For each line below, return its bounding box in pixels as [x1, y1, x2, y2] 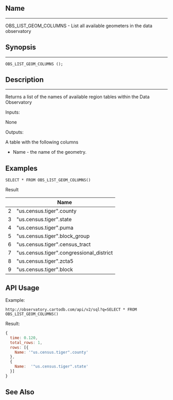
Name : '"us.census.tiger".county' [14, 350, 89, 355]
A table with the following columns [5, 139, 79, 146]
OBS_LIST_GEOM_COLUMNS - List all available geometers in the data [5, 23, 153, 29]
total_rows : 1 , [10, 340, 43, 345]
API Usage [5, 283, 40, 292]
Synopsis [5, 43, 36, 52]
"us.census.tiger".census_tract [16, 241, 91, 248]
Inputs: [5, 109, 20, 115]
